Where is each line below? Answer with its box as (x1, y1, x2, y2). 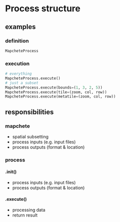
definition (5, 37, 29, 44)
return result (12, 212, 38, 218)
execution (5, 60, 30, 67)
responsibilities (5, 108, 54, 116)
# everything (5, 71, 32, 76)
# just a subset (5, 80, 39, 85)
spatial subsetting (12, 133, 49, 139)
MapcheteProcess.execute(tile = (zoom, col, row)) (5, 90, 107, 95)
